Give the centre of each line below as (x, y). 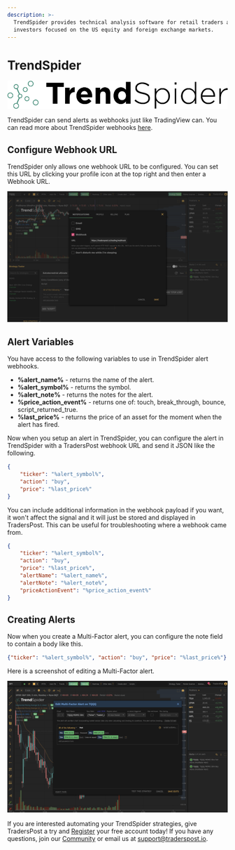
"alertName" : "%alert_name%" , (64, 576)
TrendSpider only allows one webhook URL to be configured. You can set (113, 167)
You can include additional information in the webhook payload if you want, (116, 510)
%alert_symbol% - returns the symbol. (74, 387)
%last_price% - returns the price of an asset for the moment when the (120, 417)
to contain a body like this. (45, 644)
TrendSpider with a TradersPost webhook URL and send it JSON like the (111, 446)
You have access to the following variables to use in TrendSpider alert (108, 359)
